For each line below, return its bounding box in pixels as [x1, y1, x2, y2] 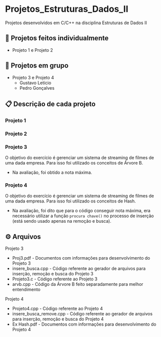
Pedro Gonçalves [19, 85, 55, 91]
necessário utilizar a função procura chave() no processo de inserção [12, 213, 154, 219]
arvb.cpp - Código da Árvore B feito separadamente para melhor [12, 281, 143, 287]
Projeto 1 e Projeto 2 [12, 47, 53, 53]
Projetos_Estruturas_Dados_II [5, 3, 129, 15]
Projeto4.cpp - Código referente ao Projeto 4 [12, 305, 103, 311]
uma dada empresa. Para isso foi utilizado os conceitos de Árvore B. [5, 160, 143, 166]
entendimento [12, 287, 41, 293]
